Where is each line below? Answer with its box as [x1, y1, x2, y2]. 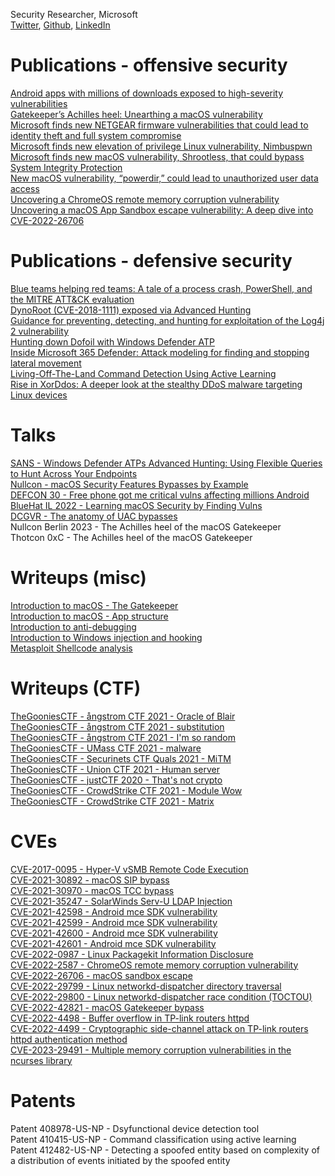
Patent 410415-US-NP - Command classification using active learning [10, 1133, 297, 1145]
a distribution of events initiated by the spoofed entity [10, 1154, 231, 1166]
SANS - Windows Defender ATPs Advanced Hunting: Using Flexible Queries [10, 457, 323, 469]
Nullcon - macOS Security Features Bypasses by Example [10, 478, 249, 490]
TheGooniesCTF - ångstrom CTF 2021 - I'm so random [10, 731, 236, 743]
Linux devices [10, 389, 68, 401]
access [10, 182, 40, 194]
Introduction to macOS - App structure [10, 610, 169, 622]
